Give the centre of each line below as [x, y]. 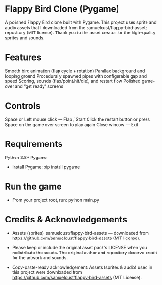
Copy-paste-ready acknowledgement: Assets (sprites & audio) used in [82, 267]
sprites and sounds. [25, 38]
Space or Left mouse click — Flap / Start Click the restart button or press [78, 119]
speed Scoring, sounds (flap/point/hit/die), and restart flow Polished [73, 81]
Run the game [33, 186]
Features [23, 57]
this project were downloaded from [47, 272]
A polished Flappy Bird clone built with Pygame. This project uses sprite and [81, 22]
